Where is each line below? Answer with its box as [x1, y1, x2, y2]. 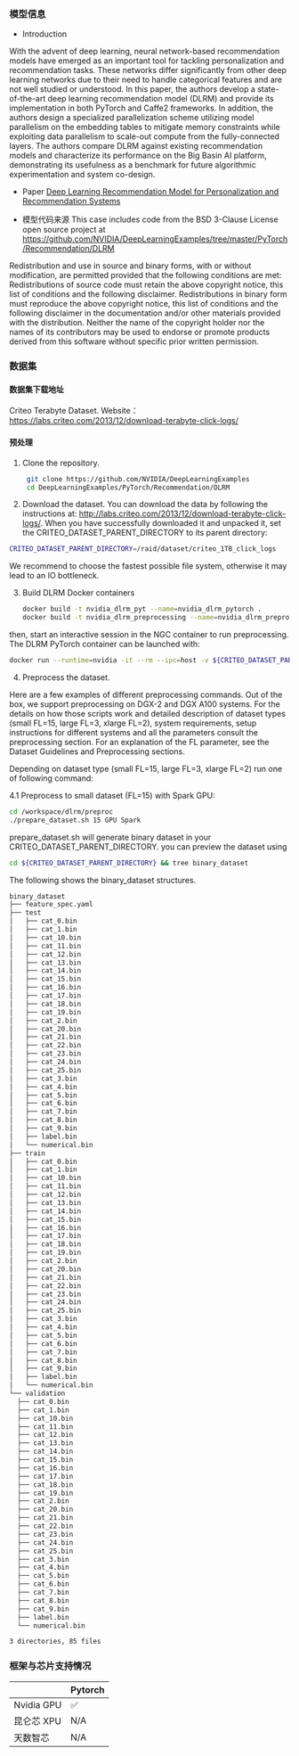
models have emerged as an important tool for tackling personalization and [9, 55, 285, 66]
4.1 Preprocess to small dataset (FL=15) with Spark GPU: [9, 790, 215, 800]
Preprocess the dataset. [21, 671, 110, 683]
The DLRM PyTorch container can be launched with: [9, 639, 200, 649]
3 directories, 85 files [9, 1637, 101, 1646]
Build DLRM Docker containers [21, 587, 135, 598]
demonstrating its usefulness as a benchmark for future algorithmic [9, 160, 256, 170]
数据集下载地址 [9, 383, 64, 394]
